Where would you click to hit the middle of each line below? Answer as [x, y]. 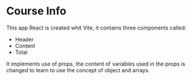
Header [24, 39]
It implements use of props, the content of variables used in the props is [96, 64]
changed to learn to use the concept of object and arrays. [78, 70]
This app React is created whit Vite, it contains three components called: [96, 28]
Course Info [36, 11]
